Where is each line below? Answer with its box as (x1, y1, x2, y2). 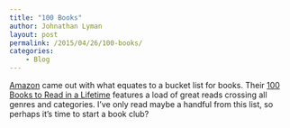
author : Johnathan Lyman (9, 22, 103, 31)
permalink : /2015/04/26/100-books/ (9, 38, 143, 48)
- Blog (25, 55, 50, 64)
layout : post (9, 30, 59, 39)
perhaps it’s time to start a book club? (9, 109, 150, 119)
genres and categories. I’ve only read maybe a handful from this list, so (9, 99, 274, 109)
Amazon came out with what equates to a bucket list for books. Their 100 (9, 80, 281, 90)
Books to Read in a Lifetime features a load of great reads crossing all (9, 89, 267, 100)
